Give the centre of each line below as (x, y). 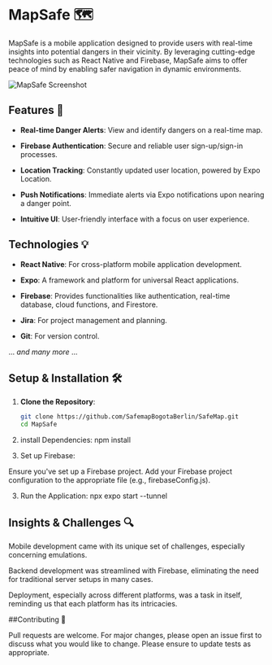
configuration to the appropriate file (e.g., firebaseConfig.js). (110, 480)
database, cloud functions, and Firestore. (89, 304)
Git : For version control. (60, 336)
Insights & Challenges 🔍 (71, 522)
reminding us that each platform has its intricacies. (93, 603)
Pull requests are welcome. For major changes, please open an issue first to (135, 635)
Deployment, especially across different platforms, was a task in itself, (125, 595)
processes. (39, 154)
